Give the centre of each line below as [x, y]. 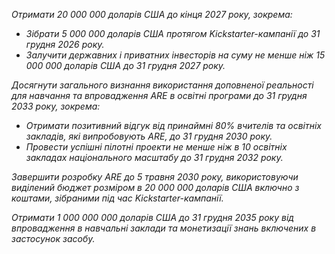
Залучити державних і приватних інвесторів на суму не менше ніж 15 [175, 55]
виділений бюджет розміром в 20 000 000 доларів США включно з [155, 187]
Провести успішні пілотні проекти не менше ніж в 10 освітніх [156, 147]
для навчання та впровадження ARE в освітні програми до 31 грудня [159, 95]
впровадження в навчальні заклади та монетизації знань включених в [164, 228]
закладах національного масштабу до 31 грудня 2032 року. [154, 157]
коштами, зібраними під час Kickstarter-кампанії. [117, 198]
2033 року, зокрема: [56, 106]
